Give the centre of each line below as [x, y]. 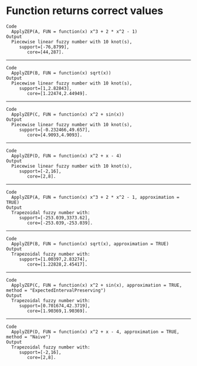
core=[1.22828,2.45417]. [57, 264]
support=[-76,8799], [44, 47]
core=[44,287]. [46, 52]
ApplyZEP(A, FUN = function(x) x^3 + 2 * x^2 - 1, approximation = [96, 197]
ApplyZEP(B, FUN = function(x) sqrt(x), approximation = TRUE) [90, 244]
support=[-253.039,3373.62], [55, 218]
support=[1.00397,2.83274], [53, 259]
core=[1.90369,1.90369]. [57, 311]
